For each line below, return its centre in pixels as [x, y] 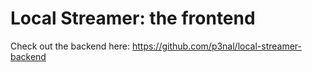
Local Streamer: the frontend [133, 18]
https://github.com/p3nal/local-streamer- [217, 46]
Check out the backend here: [70, 46]
